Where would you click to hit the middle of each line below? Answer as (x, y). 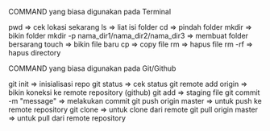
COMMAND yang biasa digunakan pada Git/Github (92, 68)
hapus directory (35, 53)
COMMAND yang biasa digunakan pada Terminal (90, 12)
